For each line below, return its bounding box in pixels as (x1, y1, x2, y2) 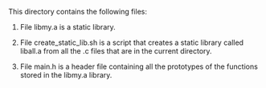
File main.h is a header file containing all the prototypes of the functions (19, 62, 259, 71)
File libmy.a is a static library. (19, 22, 117, 31)
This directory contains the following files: (8, 7, 147, 16)
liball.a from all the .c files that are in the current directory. (19, 46, 212, 55)
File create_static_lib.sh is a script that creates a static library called (19, 38, 243, 47)
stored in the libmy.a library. (19, 70, 113, 79)
